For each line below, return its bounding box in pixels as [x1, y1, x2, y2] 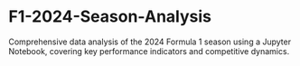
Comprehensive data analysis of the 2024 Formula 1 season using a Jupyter [8, 36, 291, 47]
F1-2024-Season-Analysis [8, 6, 212, 27]
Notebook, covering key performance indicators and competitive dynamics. [8, 45, 290, 56]
